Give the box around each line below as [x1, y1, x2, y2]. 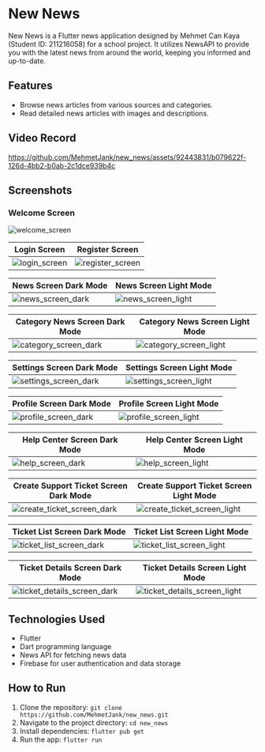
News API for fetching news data [19, 650, 127, 660]
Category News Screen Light [139, 316, 250, 327]
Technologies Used [8, 612, 105, 625]
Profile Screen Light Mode [118, 399, 219, 410]
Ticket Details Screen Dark [18, 562, 122, 573]
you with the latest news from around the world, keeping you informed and [8, 47, 251, 57]
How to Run [8, 682, 66, 695]
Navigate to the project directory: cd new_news [19, 717, 169, 727]
